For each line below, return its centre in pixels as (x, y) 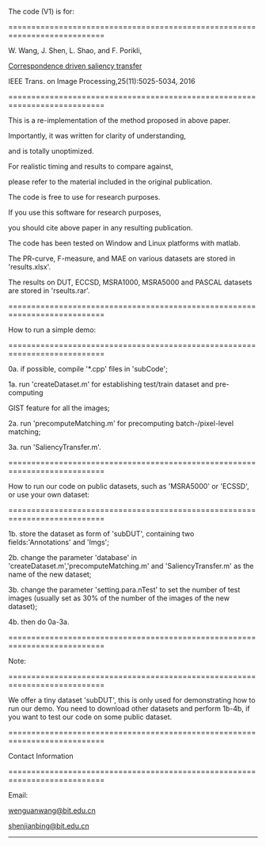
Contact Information (41, 756)
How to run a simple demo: (52, 330)
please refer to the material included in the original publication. (110, 182)
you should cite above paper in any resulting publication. (101, 228)
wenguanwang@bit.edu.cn (52, 810)
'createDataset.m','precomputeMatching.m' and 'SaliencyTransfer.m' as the (131, 566)
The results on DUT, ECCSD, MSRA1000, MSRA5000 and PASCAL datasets (130, 282)
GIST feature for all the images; (59, 408)
